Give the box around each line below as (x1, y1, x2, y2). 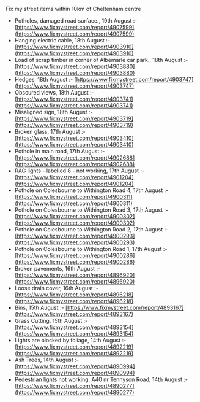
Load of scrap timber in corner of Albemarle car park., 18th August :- (14, 56, 188, 63)
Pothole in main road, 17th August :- (14, 147, 105, 155)
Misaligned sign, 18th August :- (14, 109, 93, 115)
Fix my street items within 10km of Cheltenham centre (6, 6, 141, 12)
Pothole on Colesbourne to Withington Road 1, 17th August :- (14, 245, 168, 252)
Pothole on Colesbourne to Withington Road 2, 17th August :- (14, 226, 169, 233)
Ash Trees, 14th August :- (14, 356, 79, 363)
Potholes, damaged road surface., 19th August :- (14, 17, 138, 24)
